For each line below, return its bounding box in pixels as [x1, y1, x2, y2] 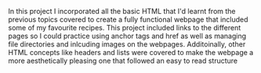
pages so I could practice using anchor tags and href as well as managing [8, 31, 247, 40]
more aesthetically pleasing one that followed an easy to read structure [8, 56, 238, 65]
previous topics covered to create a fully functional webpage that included [8, 15, 248, 24]
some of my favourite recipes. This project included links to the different [8, 23, 241, 32]
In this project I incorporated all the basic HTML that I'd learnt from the [8, 7, 237, 16]
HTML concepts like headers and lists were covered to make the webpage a [8, 48, 254, 57]
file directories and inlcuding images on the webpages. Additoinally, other [8, 40, 246, 49]
